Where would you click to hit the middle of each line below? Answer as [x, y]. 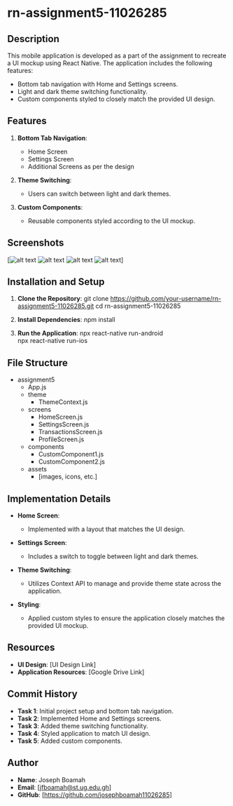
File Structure [37, 363]
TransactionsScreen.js [70, 432]
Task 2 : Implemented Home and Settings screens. [90, 718]
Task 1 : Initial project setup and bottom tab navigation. [95, 711]
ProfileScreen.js [61, 439]
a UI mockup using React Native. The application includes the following [110, 63]
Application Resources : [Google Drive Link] [81, 672]
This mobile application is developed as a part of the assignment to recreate [117, 55]
